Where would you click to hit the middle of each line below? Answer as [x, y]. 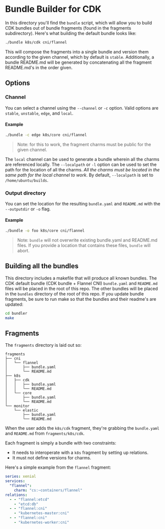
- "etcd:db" [26, 504]
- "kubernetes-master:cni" [42, 513]
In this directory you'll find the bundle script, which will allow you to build [79, 23]
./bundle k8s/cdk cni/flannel [36, 42]
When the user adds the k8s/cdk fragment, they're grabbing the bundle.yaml [82, 428]
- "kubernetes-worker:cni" [42, 523]
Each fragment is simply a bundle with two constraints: [61, 443]
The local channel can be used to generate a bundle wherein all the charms [82, 159]
